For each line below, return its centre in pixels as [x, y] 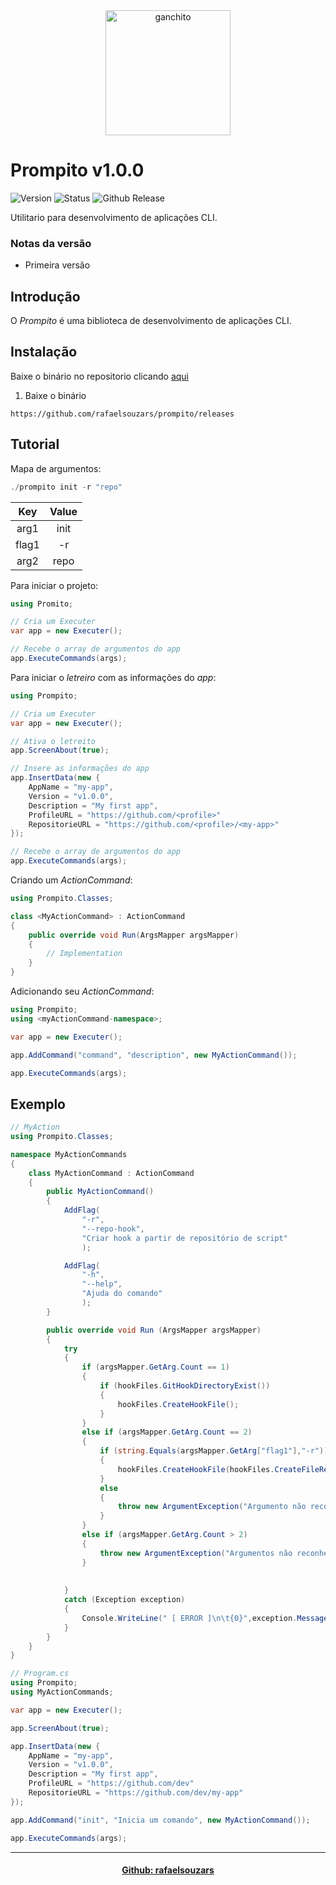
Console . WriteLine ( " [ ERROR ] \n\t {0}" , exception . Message [205, 1618]
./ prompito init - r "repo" [66, 487]
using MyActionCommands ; [62, 1692]
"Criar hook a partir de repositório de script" [184, 1238]
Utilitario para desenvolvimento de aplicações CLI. [114, 217]
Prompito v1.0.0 [77, 170]
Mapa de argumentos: [56, 468]
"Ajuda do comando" [122, 1294]
